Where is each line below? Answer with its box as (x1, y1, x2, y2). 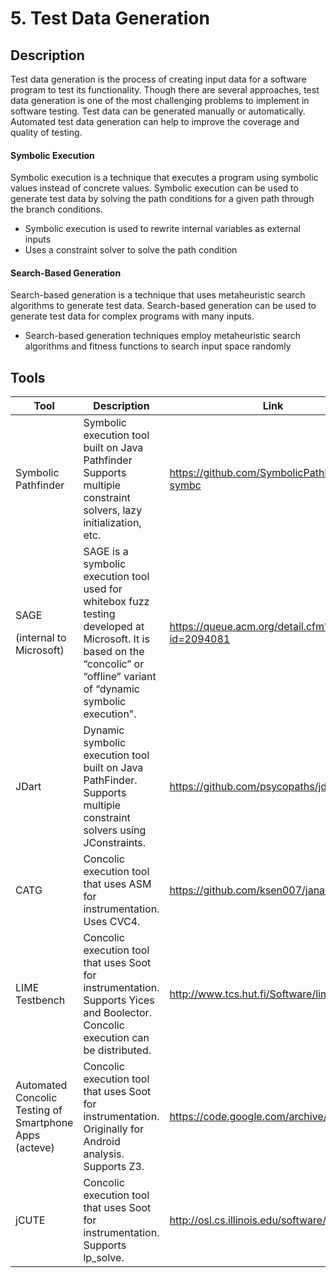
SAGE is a (83, 545, 129, 559)
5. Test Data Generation (10, 7, 210, 30)
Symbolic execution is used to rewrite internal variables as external (24, 223, 301, 235)
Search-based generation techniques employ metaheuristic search (24, 330, 302, 342)
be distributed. (83, 1043, 152, 1057)
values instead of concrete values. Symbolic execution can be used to (10, 182, 299, 194)
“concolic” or (83, 657, 145, 671)
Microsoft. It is (83, 632, 150, 646)
